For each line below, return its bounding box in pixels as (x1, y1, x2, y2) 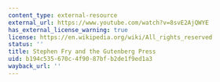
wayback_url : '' (8, 62, 61, 70)
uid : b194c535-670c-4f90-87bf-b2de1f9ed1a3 (8, 55, 153, 63)
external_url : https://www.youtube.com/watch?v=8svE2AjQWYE (8, 19, 210, 27)
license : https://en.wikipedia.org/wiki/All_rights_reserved (8, 33, 213, 41)
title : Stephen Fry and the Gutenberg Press (8, 48, 156, 55)
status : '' (8, 41, 44, 48)
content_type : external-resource (8, 11, 118, 20)
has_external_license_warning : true (8, 26, 128, 34)
